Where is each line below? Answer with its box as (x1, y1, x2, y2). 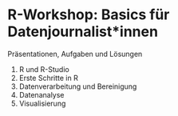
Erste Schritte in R (18, 73, 79, 82)
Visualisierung (18, 98, 66, 108)
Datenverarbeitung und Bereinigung (18, 82, 137, 91)
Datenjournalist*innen (7, 22, 159, 41)
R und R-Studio (18, 64, 69, 74)
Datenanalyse (18, 90, 65, 99)
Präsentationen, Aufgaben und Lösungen (7, 49, 143, 58)
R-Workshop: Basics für (7, 6, 170, 24)
